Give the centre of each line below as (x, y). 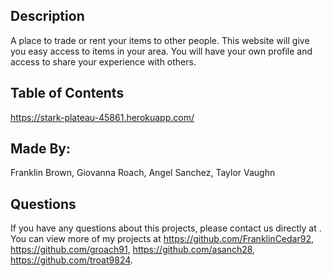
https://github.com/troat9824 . (71, 260)
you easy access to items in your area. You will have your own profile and (161, 51)
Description (47, 16)
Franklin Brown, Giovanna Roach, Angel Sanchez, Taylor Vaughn (143, 173)
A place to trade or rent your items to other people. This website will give (160, 40)
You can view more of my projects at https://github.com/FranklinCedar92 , (162, 239)
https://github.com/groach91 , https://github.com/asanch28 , (133, 250)
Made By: (41, 149)
